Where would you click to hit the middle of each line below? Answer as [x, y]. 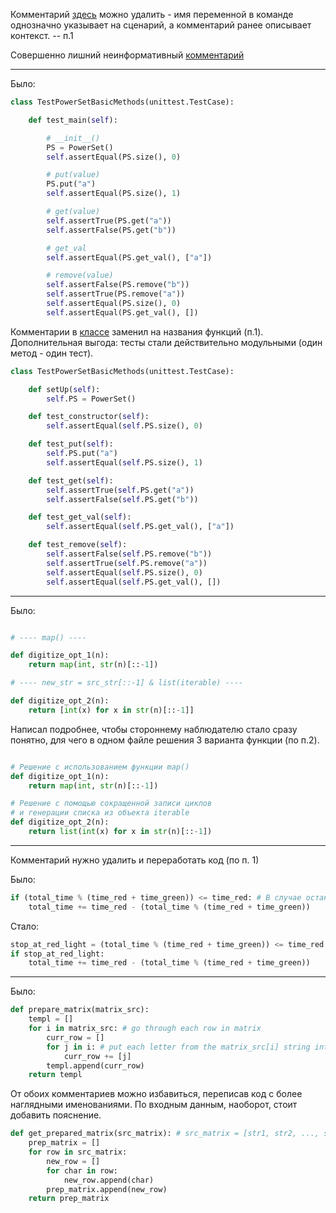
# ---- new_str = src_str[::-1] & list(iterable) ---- [127, 683]
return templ [55, 1075]
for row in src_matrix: [78, 1152]
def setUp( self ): [64, 389]
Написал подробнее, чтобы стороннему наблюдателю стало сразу [154, 729]
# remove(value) [80, 275]
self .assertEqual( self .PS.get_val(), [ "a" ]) [140, 527]
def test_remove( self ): [78, 545]
